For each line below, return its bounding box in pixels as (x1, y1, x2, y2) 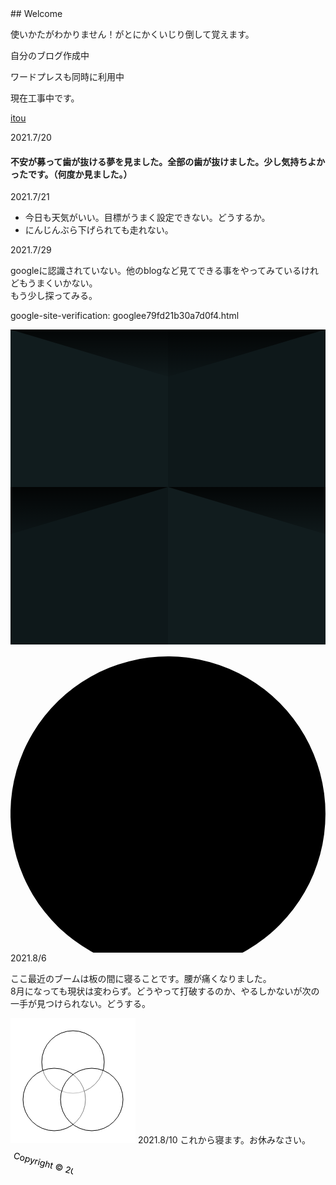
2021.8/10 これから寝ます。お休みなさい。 (137, 1134, 312, 1146)
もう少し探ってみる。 (10, 290, 98, 302)
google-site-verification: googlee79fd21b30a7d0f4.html (10, 310, 240, 322)
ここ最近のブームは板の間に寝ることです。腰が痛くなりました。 (10, 973, 272, 984)
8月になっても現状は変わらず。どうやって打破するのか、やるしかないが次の (10, 985, 320, 997)
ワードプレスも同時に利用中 (10, 71, 125, 82)
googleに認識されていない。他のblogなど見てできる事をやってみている (10, 265, 302, 277)
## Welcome (10, 8, 63, 19)
